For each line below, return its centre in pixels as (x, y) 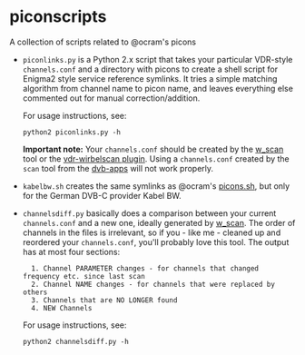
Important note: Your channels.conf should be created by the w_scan (153, 149)
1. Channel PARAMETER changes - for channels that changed (145, 268)
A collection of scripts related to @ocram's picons (103, 42)
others (35, 292)
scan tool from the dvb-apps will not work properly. (118, 168)
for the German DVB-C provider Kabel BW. (102, 195)
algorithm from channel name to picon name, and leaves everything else (157, 88)
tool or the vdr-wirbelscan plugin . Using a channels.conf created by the (156, 158)
